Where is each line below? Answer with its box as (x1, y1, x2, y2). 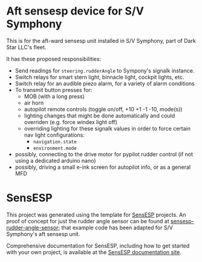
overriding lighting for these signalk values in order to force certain (24, 125, 191, 132)
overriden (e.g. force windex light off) (24, 118, 118, 125)
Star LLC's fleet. (6, 44, 47, 51)
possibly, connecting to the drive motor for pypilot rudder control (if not (15, 150, 194, 158)
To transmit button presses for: (15, 86, 93, 93)
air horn (24, 99, 44, 106)
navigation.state (33, 139, 77, 145)
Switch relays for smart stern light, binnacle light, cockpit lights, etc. (15, 73, 184, 80)
